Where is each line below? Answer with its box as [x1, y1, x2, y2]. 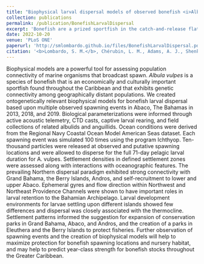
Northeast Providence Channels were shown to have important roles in [6, 188, 183, 195]
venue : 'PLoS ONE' [6, 37, 53, 43]
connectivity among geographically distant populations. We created [6, 90, 176, 98]
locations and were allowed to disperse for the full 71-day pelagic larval [6, 149, 185, 156]
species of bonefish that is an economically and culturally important [6, 78, 176, 85]
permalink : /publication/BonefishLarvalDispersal [6, 20, 135, 26]
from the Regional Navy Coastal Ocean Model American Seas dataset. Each [6, 129, 195, 137]
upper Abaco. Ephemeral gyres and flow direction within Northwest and [6, 181, 186, 188]
